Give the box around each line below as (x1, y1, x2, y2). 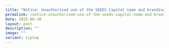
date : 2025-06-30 (5, 16, 42, 21)
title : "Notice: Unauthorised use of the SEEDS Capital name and (5, 7, 145, 12)
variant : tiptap (5, 35, 39, 40)
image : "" (5, 30, 26, 35)
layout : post (5, 21, 33, 26)
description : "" (5, 26, 39, 31)
